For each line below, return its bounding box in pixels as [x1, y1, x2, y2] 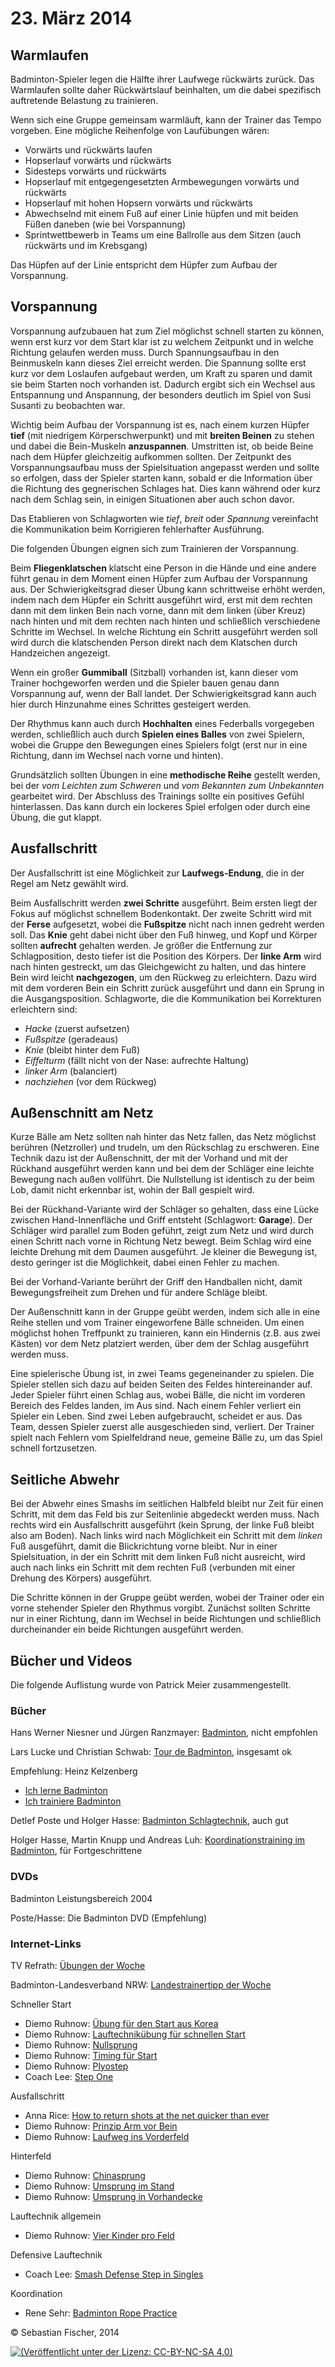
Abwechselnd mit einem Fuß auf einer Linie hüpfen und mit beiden [24, 208, 299, 219]
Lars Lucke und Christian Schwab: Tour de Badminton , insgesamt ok [10, 1746, 292, 1758]
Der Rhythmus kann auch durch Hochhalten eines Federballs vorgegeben [10, 717, 315, 729]
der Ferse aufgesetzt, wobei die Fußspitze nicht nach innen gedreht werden [10, 918, 325, 930]
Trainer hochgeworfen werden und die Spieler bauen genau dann [10, 677, 280, 689]
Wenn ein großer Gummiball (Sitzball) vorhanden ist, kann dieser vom [10, 666, 299, 678]
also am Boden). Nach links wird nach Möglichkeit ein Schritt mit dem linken [10, 1530, 323, 1542]
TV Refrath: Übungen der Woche [10, 1959, 146, 1971]
